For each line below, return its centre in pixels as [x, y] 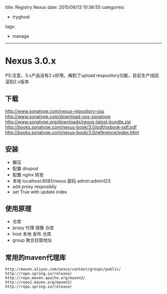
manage [21, 36]
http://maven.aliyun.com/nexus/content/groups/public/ [63, 269]
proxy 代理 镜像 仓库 [33, 228]
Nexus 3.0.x [31, 61]
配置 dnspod [25, 168]
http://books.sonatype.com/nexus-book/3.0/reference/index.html [72, 132]
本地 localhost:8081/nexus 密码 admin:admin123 [61, 181]
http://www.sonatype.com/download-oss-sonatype [58, 116]
